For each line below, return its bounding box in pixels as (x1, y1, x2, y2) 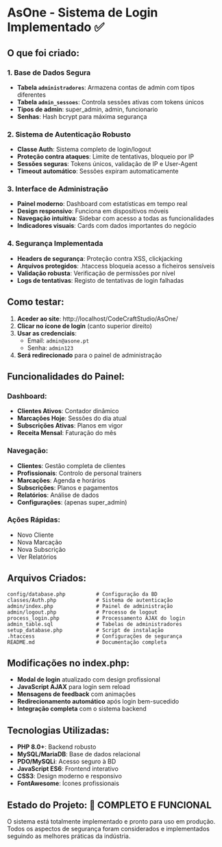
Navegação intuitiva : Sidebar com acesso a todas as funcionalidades (16, 214, 214, 222)
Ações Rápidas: (7, 515, 60, 524)
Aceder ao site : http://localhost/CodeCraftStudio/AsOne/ (16, 314, 178, 323)
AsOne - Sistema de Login (7, 5, 158, 21)
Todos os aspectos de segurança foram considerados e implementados (7, 825, 210, 833)
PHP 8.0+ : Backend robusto (16, 743, 97, 751)
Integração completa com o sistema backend (16, 705, 147, 713)
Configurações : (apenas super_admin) (16, 498, 127, 506)
